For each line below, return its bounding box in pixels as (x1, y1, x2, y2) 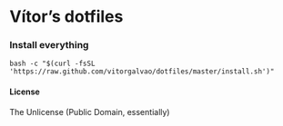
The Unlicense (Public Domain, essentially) (9, 106, 170, 117)
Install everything (9, 39, 89, 52)
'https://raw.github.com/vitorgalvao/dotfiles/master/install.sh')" (9, 67, 275, 76)
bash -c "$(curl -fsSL (9, 59, 96, 69)
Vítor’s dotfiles (9, 6, 124, 27)
